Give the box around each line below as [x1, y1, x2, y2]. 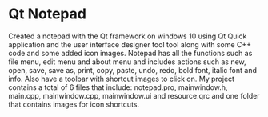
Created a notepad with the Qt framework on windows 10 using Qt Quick [8, 31, 247, 41]
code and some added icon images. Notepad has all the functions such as [8, 48, 253, 58]
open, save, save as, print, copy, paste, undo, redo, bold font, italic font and [8, 65, 258, 75]
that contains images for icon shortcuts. [8, 99, 140, 109]
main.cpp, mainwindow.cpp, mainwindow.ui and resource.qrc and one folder [8, 91, 260, 100]
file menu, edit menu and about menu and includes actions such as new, [8, 57, 246, 67]
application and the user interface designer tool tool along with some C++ [8, 39, 252, 49]
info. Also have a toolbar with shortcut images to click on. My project [8, 74, 234, 83]
